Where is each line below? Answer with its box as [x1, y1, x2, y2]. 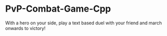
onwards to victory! [5, 25, 46, 31]
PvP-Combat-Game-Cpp [5, 3, 111, 15]
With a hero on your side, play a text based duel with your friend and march [5, 20, 162, 26]
